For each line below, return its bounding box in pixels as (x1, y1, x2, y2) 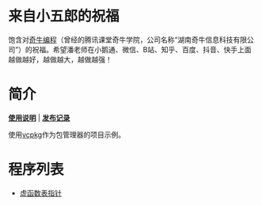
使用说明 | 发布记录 (8, 112, 70, 123)
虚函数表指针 (19, 188, 62, 198)
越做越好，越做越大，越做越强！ (8, 55, 112, 64)
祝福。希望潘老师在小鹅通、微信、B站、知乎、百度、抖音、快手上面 (32, 44, 252, 54)
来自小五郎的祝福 (8, 7, 120, 25)
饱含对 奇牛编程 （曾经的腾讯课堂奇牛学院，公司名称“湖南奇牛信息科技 (8, 35, 234, 44)
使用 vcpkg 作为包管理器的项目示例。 (8, 130, 126, 139)
